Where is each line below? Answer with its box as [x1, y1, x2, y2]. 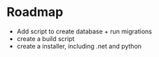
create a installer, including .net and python [16, 42, 141, 50]
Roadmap [6, 4, 64, 20]
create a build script [16, 34, 75, 42]
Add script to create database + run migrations [16, 27, 152, 35]
